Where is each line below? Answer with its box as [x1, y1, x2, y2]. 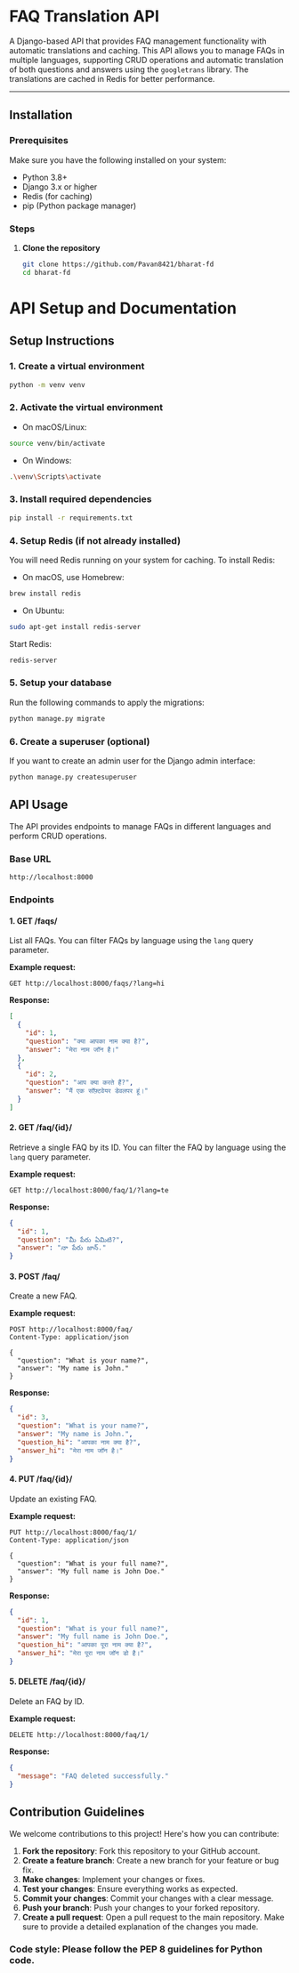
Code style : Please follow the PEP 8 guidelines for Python [9, 1943, 263, 1955]
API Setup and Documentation [9, 298, 238, 318]
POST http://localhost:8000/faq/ [9, 1325, 133, 1334]
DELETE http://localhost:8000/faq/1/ [9, 1731, 149, 1740]
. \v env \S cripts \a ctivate [9, 472, 101, 481]
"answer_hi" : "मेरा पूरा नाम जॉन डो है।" [17, 1649, 145, 1658]
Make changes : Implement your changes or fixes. [21, 1873, 206, 1884]
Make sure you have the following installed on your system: [9, 154, 227, 166]
